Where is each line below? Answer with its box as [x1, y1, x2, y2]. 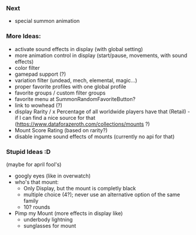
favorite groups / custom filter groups [14, 89, 106, 96]
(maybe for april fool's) [6, 160, 62, 168]
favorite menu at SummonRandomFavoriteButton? [14, 95, 136, 102]
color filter [14, 64, 40, 71]
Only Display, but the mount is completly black [23, 184, 137, 192]
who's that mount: [14, 178, 59, 186]
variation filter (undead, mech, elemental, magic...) [14, 76, 137, 83]
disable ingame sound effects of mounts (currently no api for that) [14, 133, 175, 140]
